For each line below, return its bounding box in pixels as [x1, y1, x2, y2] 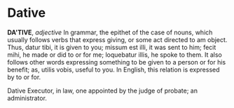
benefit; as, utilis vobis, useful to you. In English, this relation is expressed [7, 65, 220, 74]
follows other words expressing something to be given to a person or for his [7, 58, 226, 66]
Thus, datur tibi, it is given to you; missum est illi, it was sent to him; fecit [7, 43, 216, 51]
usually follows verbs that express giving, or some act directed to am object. [7, 35, 228, 43]
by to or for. [7, 72, 41, 81]
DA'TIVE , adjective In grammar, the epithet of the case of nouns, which [7, 28, 213, 36]
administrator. [7, 93, 48, 102]
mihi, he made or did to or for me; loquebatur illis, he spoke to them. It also [7, 50, 222, 59]
